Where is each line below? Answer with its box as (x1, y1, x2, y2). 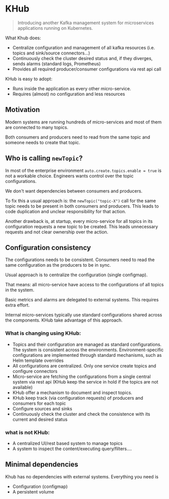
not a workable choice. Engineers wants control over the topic (5, 172, 134, 179)
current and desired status (12, 416, 68, 422)
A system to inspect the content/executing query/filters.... (12, 446, 132, 452)
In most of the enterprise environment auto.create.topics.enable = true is (5, 167, 162, 173)
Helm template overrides (12, 357, 64, 363)
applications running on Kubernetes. (17, 25, 93, 31)
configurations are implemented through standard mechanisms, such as (12, 352, 162, 358)
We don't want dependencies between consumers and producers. (5, 188, 142, 194)
